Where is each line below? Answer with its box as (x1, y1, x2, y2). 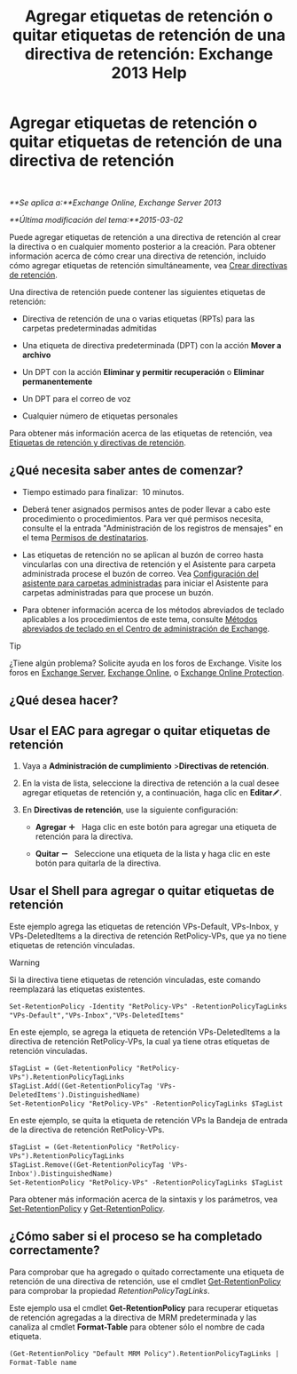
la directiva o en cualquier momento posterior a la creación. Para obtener (9, 241, 277, 252)
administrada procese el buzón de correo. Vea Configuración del (21, 568, 259, 579)
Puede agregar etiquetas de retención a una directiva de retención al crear (9, 231, 282, 242)
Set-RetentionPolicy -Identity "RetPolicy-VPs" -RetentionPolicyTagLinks (9, 1002, 288, 1011)
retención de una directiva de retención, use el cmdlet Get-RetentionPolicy (9, 1275, 282, 1286)
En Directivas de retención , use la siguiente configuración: (21, 804, 238, 815)
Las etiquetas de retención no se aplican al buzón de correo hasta (21, 549, 264, 560)
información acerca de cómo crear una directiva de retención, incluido (9, 251, 267, 261)
